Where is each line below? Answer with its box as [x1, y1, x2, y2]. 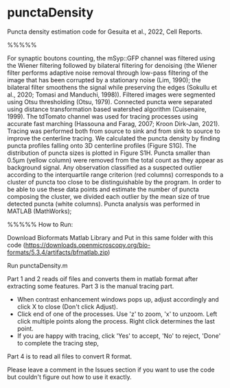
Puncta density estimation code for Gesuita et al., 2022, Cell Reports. [7, 27, 203, 36]
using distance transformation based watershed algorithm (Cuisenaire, [7, 105, 207, 113]
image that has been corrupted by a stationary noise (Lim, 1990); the [7, 75, 201, 84]
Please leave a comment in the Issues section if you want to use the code [7, 365, 215, 374]
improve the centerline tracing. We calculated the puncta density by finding [7, 134, 220, 142]
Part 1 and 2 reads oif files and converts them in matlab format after [7, 274, 198, 282]
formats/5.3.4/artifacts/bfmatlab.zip [7, 248, 108, 256]
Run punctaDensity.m [7, 261, 68, 269]
